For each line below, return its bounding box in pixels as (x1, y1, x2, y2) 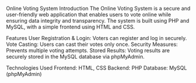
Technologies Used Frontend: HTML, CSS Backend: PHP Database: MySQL (6, 64, 187, 71)
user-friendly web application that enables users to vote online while (6, 11, 171, 18)
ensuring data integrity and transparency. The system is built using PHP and (6, 17, 190, 24)
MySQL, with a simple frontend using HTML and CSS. (6, 23, 135, 30)
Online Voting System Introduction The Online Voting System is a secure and (6, 5, 191, 12)
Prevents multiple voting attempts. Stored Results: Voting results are (6, 47, 170, 54)
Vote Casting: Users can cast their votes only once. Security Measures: (6, 41, 178, 48)
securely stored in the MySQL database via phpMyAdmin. (6, 53, 145, 60)
